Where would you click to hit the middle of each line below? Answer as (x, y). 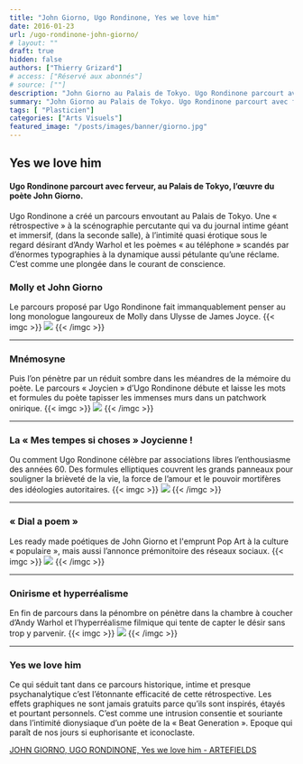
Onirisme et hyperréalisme (69, 594)
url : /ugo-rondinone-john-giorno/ (74, 34)
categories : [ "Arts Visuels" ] (66, 118)
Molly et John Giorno (56, 287)
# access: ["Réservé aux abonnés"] (76, 77)
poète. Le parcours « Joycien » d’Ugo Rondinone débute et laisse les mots (147, 388)
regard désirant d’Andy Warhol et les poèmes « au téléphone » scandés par (149, 244)
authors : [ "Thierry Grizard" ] (66, 69)
